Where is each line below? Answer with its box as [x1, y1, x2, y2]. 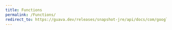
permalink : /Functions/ [5, 12, 56, 17]
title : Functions [5, 7, 42, 13]
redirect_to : [5, 17, 33, 22]
